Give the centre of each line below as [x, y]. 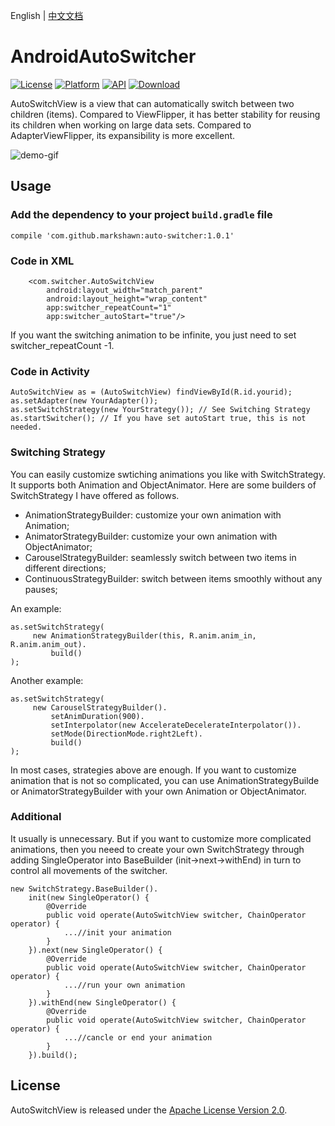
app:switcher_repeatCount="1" [109, 307]
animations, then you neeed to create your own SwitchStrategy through [157, 849]
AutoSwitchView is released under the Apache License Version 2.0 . [149, 1110]
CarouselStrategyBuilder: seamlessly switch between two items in [160, 557]
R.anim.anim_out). [48, 644]
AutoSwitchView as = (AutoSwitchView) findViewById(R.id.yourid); [151, 392]
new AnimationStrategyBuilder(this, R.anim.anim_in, [144, 635]
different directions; [65, 568]
